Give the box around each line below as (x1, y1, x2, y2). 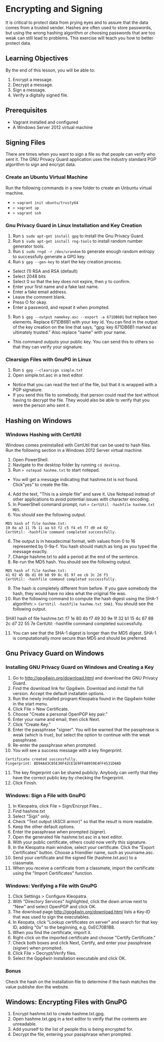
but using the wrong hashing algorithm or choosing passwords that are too (5, 30, 155, 36)
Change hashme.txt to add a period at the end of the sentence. (12, 554, 139, 559)
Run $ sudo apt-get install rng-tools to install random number (12, 238, 143, 244)
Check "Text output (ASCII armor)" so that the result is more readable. (12, 818, 153, 824)
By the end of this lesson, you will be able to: (5, 67, 95, 73)
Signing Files (5, 138, 46, 146)
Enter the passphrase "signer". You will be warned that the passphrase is (12, 726, 159, 733)
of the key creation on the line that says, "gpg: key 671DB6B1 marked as (12, 324, 157, 330)
